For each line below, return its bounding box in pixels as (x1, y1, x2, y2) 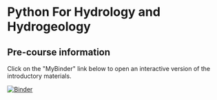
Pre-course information (7, 46, 111, 58)
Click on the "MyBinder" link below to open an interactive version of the (7, 65, 211, 72)
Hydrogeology (7, 19, 91, 34)
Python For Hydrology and (7, 4, 161, 20)
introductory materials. (7, 72, 72, 80)
